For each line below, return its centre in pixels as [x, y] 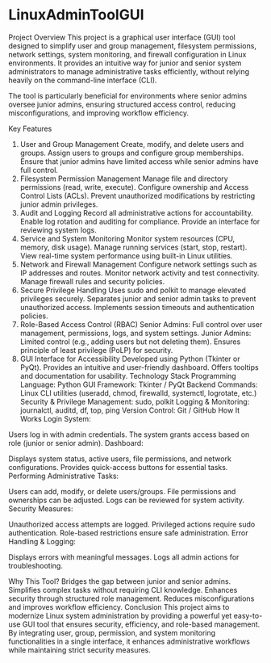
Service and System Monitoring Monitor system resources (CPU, [127, 238]
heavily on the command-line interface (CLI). [83, 80]
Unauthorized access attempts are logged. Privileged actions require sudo [132, 524]
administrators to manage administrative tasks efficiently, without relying [129, 71]
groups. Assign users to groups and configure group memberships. [132, 153]
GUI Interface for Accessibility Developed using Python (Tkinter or [130, 359]
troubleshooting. [35, 565]
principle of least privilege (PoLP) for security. [96, 350]
